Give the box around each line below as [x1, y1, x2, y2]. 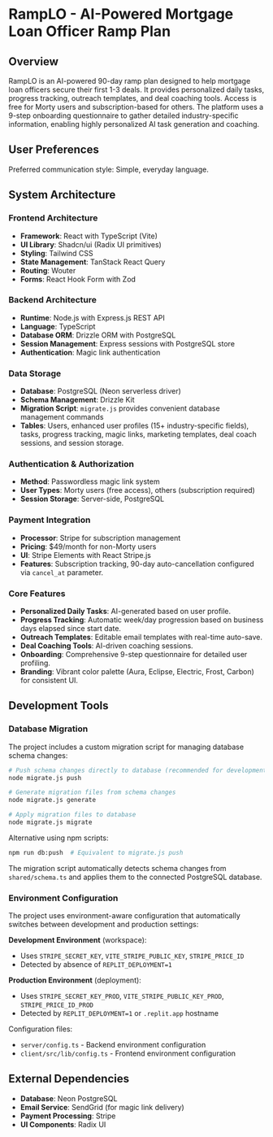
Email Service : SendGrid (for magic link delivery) [19, 1102, 184, 1112]
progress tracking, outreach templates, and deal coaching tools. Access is [8, 94, 258, 102]
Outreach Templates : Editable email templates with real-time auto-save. [19, 632, 262, 642]
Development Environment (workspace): [8, 935, 147, 945]
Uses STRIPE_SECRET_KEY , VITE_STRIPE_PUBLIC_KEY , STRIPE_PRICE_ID [19, 951, 245, 961]
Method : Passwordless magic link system [19, 477, 160, 486]
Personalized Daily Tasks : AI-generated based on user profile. [19, 606, 232, 616]
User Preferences [8, 143, 99, 157]
